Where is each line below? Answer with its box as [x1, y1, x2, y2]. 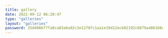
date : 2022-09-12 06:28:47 [5, 12, 61, 17]
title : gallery [5, 7, 37, 12]
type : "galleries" [5, 16, 43, 21]
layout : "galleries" [5, 21, 48, 26]
